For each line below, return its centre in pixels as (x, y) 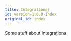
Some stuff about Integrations (35, 33)
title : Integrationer (28, 10)
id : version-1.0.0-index (31, 14)
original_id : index (25, 19)
